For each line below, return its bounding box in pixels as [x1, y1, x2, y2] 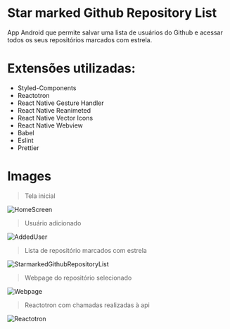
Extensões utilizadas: [7, 61, 136, 77]
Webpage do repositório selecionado [24, 273, 132, 282]
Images [7, 168, 51, 185]
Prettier [17, 143, 39, 152]
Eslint [17, 136, 34, 144]
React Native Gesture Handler [17, 99, 104, 107]
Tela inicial [24, 192, 56, 200]
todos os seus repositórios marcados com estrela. [7, 35, 153, 44]
